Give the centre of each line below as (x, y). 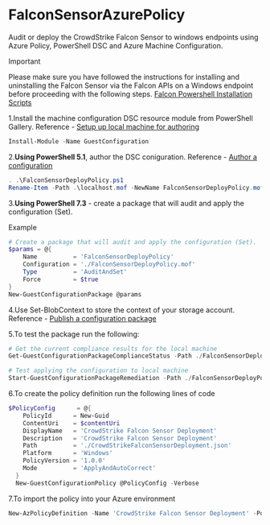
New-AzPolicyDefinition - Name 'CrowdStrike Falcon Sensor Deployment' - (133, 513)
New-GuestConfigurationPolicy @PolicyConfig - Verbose (107, 483)
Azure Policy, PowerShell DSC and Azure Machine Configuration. (116, 45)
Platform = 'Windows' (68, 453)
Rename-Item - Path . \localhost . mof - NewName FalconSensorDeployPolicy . (131, 188)
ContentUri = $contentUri (72, 423)
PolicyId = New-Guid (66, 415)
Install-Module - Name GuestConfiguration (79, 141)
